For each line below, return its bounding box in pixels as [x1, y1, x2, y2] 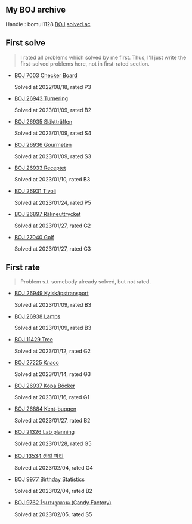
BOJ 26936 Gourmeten [14, 141, 72, 148]
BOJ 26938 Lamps [14, 313, 61, 320]
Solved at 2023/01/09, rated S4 [14, 130, 92, 137]
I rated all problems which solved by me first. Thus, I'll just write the [20, 54, 187, 61]
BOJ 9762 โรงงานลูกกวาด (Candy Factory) [14, 499, 112, 506]
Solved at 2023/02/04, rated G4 [14, 464, 94, 471]
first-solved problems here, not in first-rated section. [20, 60, 150, 67]
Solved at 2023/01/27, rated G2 [14, 222, 91, 229]
